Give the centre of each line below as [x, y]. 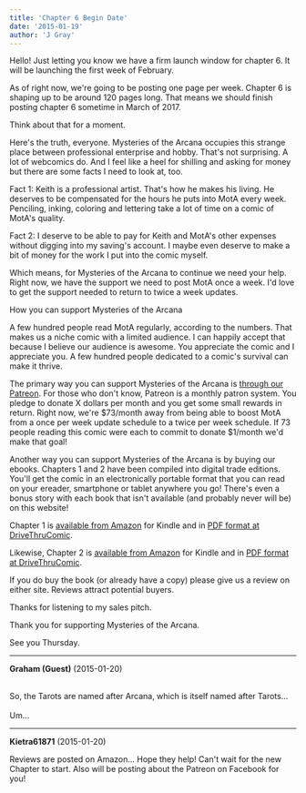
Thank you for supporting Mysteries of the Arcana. [105, 625]
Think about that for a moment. [67, 125]
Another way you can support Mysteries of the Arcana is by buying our [143, 460]
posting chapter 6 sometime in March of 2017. [95, 107]
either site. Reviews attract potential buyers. [92, 590]
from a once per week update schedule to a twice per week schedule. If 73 [150, 422]
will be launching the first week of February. [92, 70]
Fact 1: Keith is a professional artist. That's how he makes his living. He [142, 189]
